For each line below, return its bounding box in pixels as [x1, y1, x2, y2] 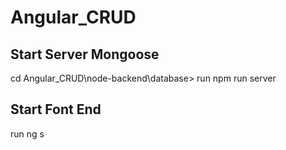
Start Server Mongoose [10, 46, 160, 63]
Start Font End [10, 101, 102, 118]
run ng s [10, 127, 45, 140]
